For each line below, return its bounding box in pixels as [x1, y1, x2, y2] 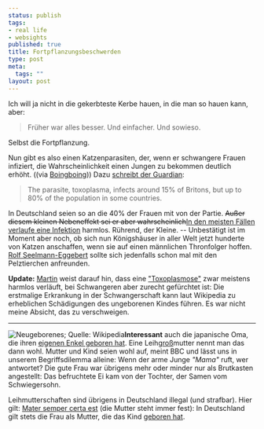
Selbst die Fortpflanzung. [8, 137, 90, 147]
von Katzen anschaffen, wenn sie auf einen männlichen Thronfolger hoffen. [8, 241, 252, 251]
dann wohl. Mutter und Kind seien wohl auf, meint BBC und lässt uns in [8, 346, 237, 356]
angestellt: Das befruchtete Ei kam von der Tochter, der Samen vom [8, 371, 228, 381]
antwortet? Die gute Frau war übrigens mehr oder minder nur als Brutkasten [8, 363, 254, 372]
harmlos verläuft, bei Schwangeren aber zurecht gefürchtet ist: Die [8, 282, 225, 291]
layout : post [8, 77, 51, 85]
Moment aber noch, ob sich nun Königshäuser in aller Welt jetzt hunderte [8, 233, 245, 243]
